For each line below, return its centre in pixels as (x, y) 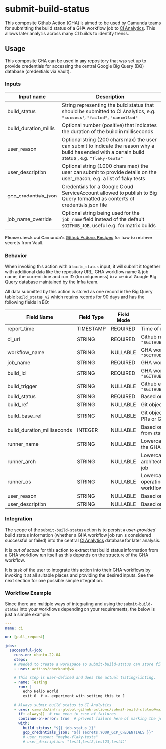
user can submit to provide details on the (109, 172)
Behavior (16, 255)
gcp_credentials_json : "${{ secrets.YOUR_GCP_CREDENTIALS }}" (88, 732)
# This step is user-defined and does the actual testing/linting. (85, 677)
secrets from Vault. (24, 243)
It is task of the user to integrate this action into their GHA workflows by (78, 570)
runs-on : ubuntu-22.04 (37, 655)
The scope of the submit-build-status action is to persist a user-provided (80, 530)
